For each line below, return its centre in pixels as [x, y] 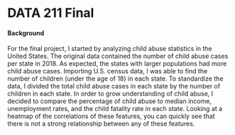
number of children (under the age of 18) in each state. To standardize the [115, 78]
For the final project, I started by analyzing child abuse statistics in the [110, 49]
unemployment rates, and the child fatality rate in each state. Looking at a [115, 109]
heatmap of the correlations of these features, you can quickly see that [111, 116]
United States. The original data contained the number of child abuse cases [118, 56]
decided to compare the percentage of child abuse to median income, [109, 101]
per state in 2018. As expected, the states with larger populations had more [117, 64]
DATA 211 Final [51, 13]
